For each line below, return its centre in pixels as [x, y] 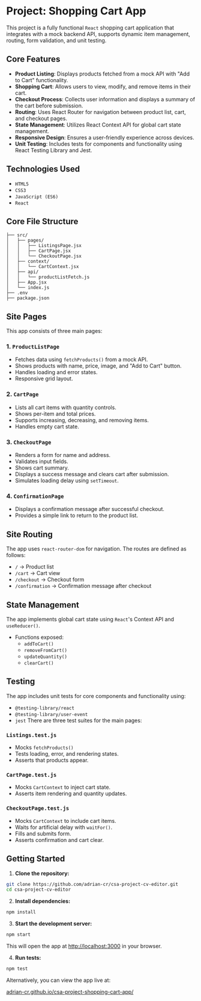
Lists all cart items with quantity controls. [66, 407]
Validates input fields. [41, 462]
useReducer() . [23, 626]
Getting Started [36, 859]
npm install [21, 912]
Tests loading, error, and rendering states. [67, 754]
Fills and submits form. [43, 833]
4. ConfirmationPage [35, 496]
